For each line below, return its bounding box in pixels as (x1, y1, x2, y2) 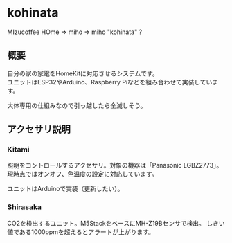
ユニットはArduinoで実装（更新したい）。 (7, 185, 124, 193)
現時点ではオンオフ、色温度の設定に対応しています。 (7, 170, 158, 178)
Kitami (7, 145, 30, 154)
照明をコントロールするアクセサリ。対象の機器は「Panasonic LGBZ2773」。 (7, 161, 223, 170)
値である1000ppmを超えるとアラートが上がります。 (7, 227, 154, 236)
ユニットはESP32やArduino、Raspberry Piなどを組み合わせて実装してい (7, 78, 213, 86)
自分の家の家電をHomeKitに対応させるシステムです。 (7, 69, 159, 78)
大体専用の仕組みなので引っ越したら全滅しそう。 (7, 101, 147, 109)
